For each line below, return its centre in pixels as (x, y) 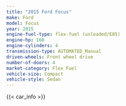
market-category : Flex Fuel (42, 68)
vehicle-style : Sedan (34, 79)
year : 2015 (20, 29)
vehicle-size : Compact (35, 74)
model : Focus (23, 23)
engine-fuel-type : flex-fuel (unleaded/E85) (63, 35)
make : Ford (20, 18)
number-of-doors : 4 (31, 62)
